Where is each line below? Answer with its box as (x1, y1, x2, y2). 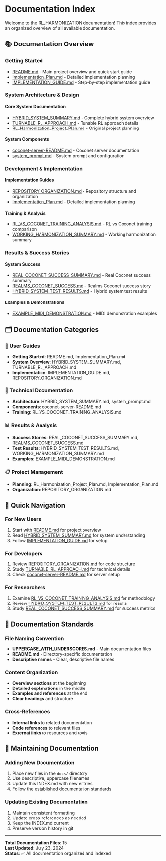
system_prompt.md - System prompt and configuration (12, 152, 124, 159)
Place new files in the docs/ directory (12, 770, 88, 776)
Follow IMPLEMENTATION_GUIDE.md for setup (12, 537, 108, 543)
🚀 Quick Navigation (5, 501, 66, 510)
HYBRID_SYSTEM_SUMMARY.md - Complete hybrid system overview (12, 115, 154, 121)
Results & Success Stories (5, 249, 69, 256)
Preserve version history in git (12, 825, 74, 831)
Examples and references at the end (12, 690, 88, 696)
